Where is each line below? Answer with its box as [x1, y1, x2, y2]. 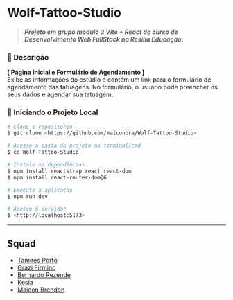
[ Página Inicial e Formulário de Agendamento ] [7, 68, 145, 77]
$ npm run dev [7, 193, 49, 200]
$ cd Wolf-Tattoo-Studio [7, 149, 79, 156]
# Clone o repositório [7, 123, 73, 130]
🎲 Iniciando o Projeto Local [7, 107, 98, 117]
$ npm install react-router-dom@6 [7, 174, 107, 181]
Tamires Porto [17, 256, 58, 264]
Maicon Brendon [17, 285, 65, 294]
